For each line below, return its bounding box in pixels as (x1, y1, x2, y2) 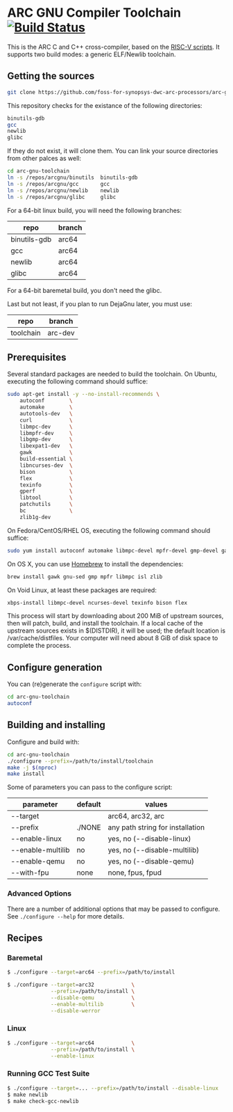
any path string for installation (107, 823, 205, 832)
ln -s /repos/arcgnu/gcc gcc (7, 180, 110, 187)
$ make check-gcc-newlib (7, 1097, 79, 1104)
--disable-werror (51, 1007, 101, 1014)
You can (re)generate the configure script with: (7, 680, 142, 688)
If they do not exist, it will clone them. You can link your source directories (7, 147, 218, 155)
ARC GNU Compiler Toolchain (7, 5, 182, 21)
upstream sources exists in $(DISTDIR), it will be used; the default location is (7, 626, 226, 635)
